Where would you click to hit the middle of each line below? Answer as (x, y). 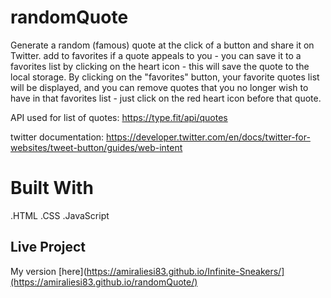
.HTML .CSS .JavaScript (60, 215)
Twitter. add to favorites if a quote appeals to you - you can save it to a (156, 55)
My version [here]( (48, 271)
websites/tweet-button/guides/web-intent (96, 147)
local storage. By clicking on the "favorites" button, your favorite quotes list (165, 77)
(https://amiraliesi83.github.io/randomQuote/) (104, 282)
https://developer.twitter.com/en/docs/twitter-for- (208, 137)
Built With (52, 188)
